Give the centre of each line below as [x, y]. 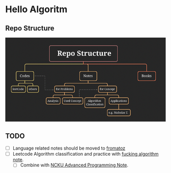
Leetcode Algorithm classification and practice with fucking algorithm [85, 154]
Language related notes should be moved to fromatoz [69, 148]
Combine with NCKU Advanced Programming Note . [74, 165]
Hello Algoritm [36, 9]
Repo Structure [30, 28]
